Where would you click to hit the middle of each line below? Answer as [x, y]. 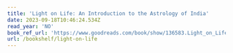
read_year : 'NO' [31, 26]
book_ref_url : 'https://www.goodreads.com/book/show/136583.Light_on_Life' [119, 33]
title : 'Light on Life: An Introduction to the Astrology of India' [108, 13]
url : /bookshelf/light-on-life [52, 39]
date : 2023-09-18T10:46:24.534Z [54, 20]
